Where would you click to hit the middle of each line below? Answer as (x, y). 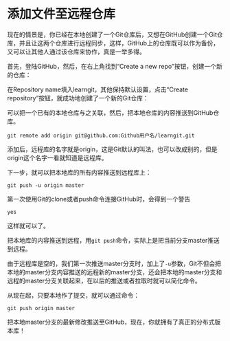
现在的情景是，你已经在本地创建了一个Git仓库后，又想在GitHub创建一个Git (112, 34)
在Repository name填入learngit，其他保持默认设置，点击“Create (98, 89)
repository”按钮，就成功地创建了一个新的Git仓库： (78, 98)
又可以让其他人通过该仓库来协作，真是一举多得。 (76, 52)
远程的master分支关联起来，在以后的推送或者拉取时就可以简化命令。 (104, 280)
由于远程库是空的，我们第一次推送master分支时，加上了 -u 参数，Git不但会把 (114, 263)
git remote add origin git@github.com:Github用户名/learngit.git (101, 135)
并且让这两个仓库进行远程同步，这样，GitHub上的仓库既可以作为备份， (119, 43)
